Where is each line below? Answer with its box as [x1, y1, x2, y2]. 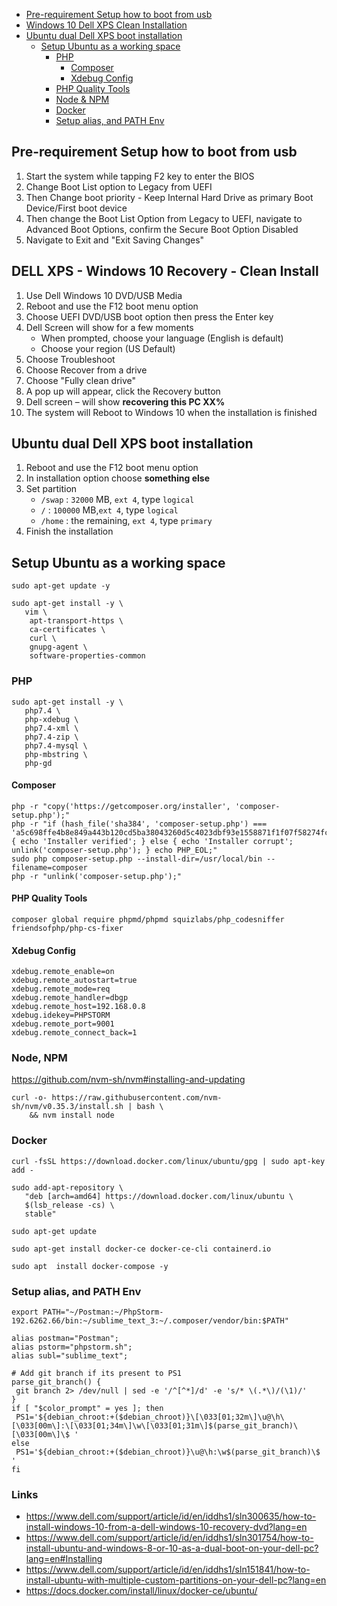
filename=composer [11, 862, 88, 873]
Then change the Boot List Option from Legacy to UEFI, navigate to [25, 212, 303, 224]
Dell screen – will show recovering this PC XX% [25, 395, 226, 408]
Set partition [25, 483, 78, 495]
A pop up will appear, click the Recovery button [25, 385, 221, 397]
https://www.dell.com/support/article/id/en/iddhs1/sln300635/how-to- [25, 1510, 317, 1523]
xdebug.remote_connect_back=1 [11, 1028, 138, 1038]
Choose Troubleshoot [25, 353, 116, 365]
